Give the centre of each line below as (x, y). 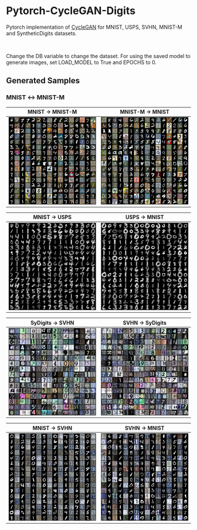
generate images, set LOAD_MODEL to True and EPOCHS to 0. (81, 62)
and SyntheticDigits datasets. (42, 33)
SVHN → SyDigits (145, 323)
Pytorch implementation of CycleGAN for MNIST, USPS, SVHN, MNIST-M (94, 27)
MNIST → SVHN (52, 428)
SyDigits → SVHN (52, 323)
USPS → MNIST (145, 217)
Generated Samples (43, 81)
